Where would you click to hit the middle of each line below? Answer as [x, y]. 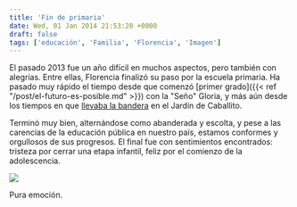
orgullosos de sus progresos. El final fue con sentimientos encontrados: [141, 142]
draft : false [33, 34]
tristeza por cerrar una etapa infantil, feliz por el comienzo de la [126, 152]
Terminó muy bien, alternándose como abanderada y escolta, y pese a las [145, 123]
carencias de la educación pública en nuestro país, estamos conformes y [144, 132]
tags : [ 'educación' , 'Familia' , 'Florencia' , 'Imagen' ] [115, 42]
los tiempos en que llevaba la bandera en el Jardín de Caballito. [126, 106]
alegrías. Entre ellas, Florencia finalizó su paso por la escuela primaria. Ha [145, 78]
